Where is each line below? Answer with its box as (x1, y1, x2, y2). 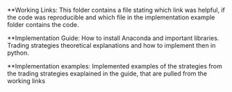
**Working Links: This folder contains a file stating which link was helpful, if (7, 6, 226, 14)
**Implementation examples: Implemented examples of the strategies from (7, 62, 222, 70)
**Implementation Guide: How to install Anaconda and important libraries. (7, 34, 219, 42)
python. (7, 48, 29, 57)
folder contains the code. (7, 21, 79, 28)
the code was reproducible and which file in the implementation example (7, 13, 215, 21)
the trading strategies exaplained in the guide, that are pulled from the (7, 69, 208, 77)
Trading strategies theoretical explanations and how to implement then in (7, 42, 216, 49)
